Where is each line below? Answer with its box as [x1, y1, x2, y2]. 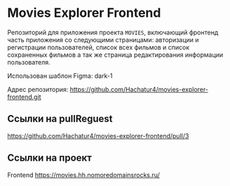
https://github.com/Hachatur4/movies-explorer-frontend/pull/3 [7, 131, 189, 140]
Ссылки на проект [7, 152, 93, 164]
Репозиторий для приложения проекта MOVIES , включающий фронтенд [7, 28, 219, 36]
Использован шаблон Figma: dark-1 [7, 72, 114, 80]
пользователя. [7, 58, 50, 66]
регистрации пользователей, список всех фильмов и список [7, 43, 190, 51]
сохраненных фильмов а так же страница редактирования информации [7, 51, 224, 59]
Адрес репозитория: [7, 85, 69, 93]
